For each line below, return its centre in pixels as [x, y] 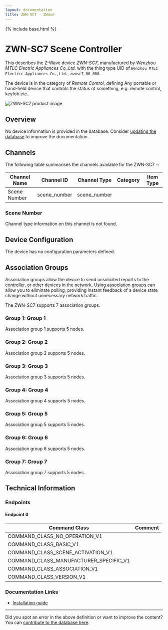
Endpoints [18, 503]
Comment [147, 528]
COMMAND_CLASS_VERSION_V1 [47, 577]
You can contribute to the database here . [47, 622]
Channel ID [55, 180]
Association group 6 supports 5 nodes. [45, 449]
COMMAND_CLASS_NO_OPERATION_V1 [55, 536]
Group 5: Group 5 [26, 414]
